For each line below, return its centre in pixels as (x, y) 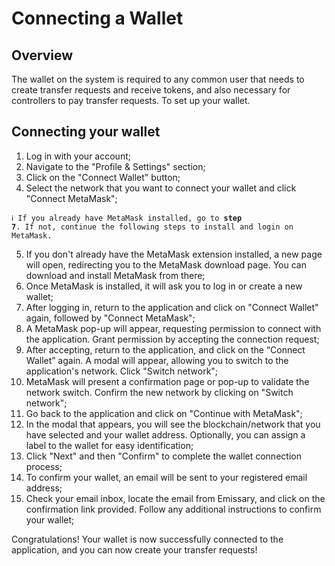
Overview (42, 55)
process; (44, 466)
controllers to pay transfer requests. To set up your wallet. (131, 100)
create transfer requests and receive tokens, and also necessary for (151, 90)
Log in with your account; (78, 156)
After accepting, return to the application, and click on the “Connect (165, 349)
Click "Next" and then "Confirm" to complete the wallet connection (163, 456)
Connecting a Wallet (97, 18)
